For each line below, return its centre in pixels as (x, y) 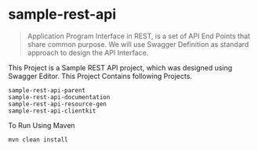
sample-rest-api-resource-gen (58, 104)
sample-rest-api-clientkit (52, 111)
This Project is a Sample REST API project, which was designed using (120, 67)
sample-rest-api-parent (47, 90)
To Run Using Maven (42, 125)
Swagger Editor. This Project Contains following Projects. (100, 76)
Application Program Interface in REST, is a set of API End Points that (139, 36)
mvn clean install (38, 139)
